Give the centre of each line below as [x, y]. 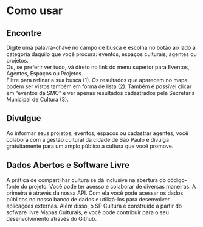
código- [177, 180]
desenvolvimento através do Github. [52, 218]
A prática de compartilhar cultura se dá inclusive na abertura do [86, 180]
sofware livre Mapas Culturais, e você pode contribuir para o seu [88, 212]
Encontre [24, 33]
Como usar [35, 11]
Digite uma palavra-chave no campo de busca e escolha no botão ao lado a [101, 47]
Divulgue [24, 118]
